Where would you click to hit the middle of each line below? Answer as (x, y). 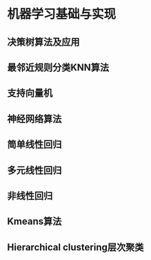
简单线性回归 (34, 145)
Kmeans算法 (34, 222)
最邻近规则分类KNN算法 (58, 67)
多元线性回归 (34, 170)
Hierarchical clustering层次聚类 (75, 247)
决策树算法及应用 (43, 42)
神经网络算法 (34, 119)
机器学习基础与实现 (62, 14)
